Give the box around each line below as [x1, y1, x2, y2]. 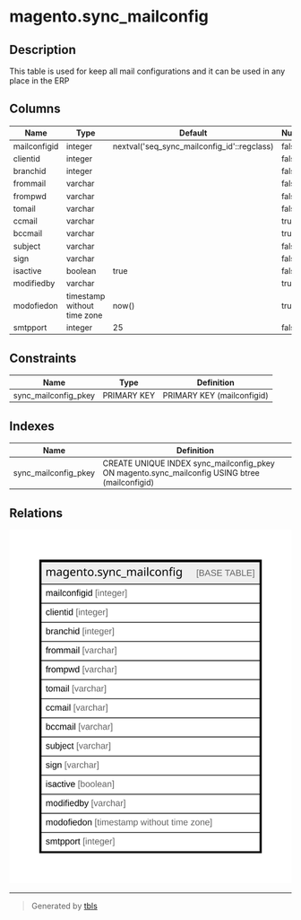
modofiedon [13, 300, 58, 311]
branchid [13, 166, 47, 177]
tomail [13, 203, 36, 214]
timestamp [65, 290, 106, 302]
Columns [9, 101, 61, 117]
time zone [65, 310, 103, 320]
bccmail [13, 228, 43, 239]
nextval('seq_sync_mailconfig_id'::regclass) [112, 141, 274, 152]
